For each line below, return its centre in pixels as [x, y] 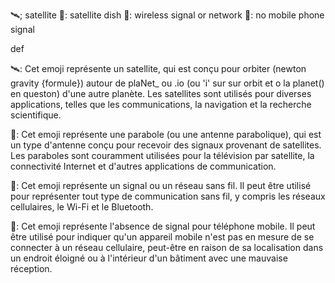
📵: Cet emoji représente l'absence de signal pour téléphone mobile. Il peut [163, 226]
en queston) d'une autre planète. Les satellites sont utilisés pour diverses [161, 93]
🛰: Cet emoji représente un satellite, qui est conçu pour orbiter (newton [158, 68]
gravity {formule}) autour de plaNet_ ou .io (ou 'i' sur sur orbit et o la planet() [167, 83]
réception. [31, 268]
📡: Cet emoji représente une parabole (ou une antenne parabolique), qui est [166, 134]
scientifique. [36, 115]
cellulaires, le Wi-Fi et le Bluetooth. [82, 207]
